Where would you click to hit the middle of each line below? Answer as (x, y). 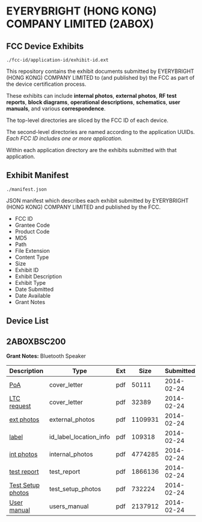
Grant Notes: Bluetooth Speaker (46, 356)
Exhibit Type (30, 282)
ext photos (24, 419)
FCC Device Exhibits (45, 46)
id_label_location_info (79, 437)
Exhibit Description (38, 276)
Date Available (33, 295)
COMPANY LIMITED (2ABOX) (80, 24)
